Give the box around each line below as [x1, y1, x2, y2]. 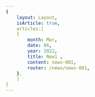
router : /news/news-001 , [27, 64, 90, 71]
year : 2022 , [27, 48, 58, 54]
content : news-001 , [27, 59, 77, 65]
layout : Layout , [16, 14, 58, 20]
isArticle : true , [16, 20, 61, 26]
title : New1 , [27, 54, 63, 60]
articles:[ [16, 25, 44, 32]
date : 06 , [27, 43, 52, 49]
